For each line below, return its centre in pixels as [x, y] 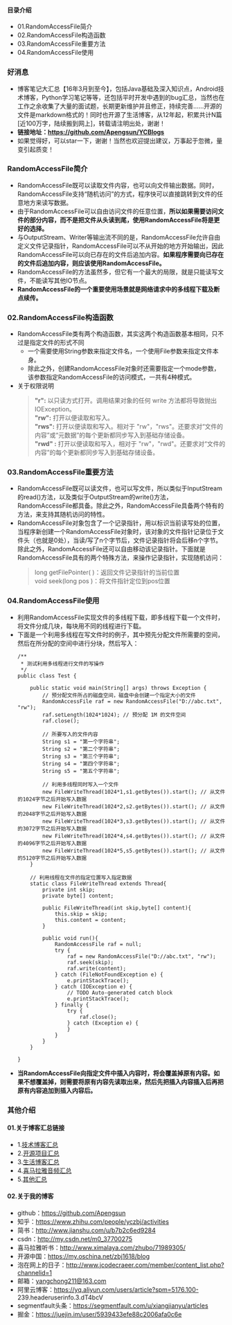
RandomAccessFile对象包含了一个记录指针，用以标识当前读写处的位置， [120, 523]
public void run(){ [70, 938]
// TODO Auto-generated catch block [120, 993]
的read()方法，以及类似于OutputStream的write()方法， [95, 497]
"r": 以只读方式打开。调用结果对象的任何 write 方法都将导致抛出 [126, 400]
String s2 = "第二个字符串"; [81, 749]
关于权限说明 [35, 386]
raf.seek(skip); [90, 962]
